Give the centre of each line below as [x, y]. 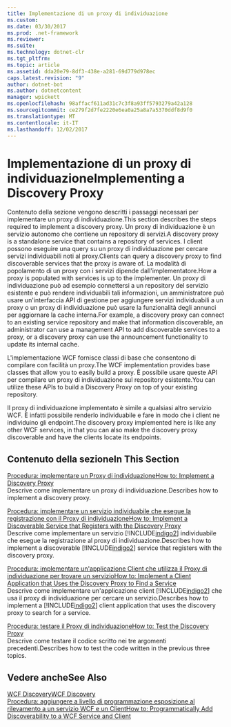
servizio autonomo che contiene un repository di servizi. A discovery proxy [113, 234]
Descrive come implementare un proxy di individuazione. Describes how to [113, 490]
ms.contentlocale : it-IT [43, 123]
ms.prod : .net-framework [43, 33]
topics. [17, 656]
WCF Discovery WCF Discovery [51, 694]
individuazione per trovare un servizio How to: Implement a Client [99, 576]
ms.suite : [21, 46]
